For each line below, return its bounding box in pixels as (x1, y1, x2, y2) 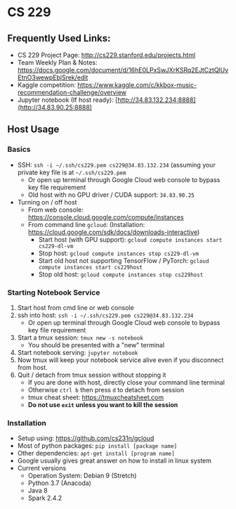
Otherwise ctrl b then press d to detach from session (27, 385, 185, 394)
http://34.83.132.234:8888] (117, 96, 196, 104)
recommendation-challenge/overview (17, 89, 126, 96)
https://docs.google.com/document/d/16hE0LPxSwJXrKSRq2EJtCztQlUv (17, 66, 229, 74)
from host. (17, 363, 48, 371)
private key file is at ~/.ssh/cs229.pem (17, 168, 126, 176)
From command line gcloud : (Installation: (27, 220, 145, 228)
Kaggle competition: (17, 81, 76, 89)
